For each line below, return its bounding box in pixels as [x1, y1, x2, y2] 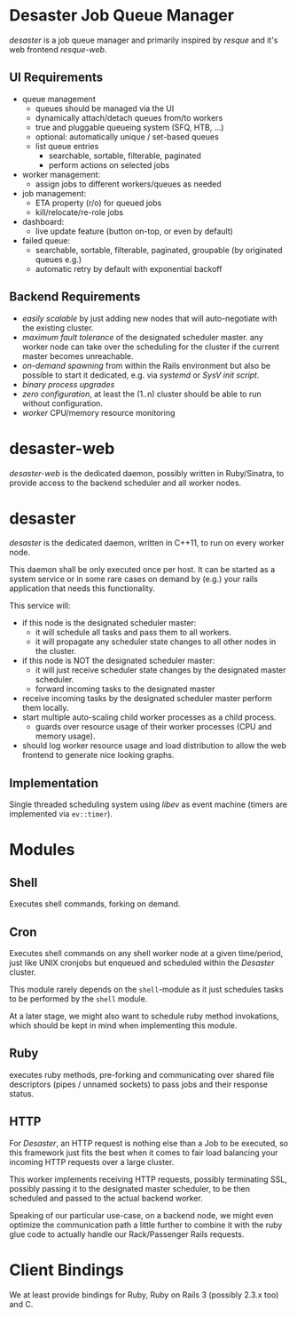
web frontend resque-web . [9, 44, 107, 54]
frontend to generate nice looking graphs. [21, 750, 175, 761]
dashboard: [21, 216, 65, 227]
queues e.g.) [35, 254, 82, 265]
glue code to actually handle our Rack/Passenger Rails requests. [9, 1228, 245, 1240]
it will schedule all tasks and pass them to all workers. [35, 627, 232, 638]
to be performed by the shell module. [9, 994, 148, 1004]
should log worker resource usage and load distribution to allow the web [21, 740, 286, 751]
